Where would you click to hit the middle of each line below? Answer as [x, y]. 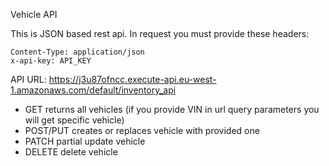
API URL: [28, 79]
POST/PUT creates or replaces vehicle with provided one [142, 130]
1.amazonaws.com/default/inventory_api [93, 90]
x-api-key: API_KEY [51, 61]
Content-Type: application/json [77, 52]
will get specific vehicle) [74, 120]
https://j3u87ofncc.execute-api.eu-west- [132, 79]
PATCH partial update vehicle [85, 141]
